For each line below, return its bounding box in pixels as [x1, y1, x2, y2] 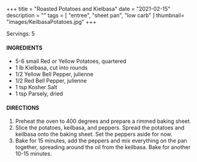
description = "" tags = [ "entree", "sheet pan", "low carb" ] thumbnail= [6, 12, 185, 19]
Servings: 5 [6, 30, 35, 37]
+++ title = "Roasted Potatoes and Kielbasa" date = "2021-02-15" [6, 6, 171, 12]
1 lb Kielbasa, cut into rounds [15, 64, 88, 72]
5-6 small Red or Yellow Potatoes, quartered [15, 57, 127, 65]
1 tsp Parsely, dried [15, 90, 63, 97]
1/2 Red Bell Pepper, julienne [15, 77, 87, 84]
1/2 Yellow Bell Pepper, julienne [15, 70, 93, 78]
